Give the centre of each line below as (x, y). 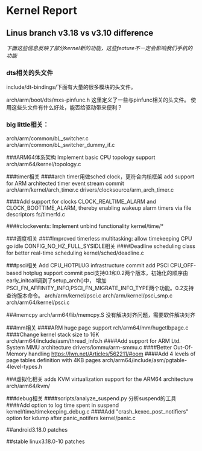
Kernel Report (42, 11)
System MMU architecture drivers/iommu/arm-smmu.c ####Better (89, 347)
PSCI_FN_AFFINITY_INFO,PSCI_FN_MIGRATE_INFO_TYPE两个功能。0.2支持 (100, 288)
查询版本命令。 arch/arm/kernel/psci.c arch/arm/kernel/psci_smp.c (90, 295)
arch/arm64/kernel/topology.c (44, 164)
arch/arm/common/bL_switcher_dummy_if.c (61, 144)
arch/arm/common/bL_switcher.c (47, 138)
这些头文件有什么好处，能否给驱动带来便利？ (67, 108)
